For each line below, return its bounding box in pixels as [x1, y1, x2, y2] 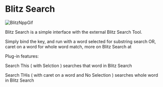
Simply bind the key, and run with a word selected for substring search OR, [5, 38, 156, 44]
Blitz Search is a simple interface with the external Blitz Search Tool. [5, 29, 142, 35]
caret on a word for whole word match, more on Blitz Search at [5, 43, 132, 49]
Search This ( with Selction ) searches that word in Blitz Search [5, 63, 132, 68]
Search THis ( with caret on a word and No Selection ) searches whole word [5, 72, 158, 78]
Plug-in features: [5, 53, 39, 59]
